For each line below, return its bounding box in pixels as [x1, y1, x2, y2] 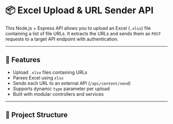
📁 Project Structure [5, 111, 68, 119]
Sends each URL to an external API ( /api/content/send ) [12, 80, 131, 86]
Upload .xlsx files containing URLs [12, 69, 88, 75]
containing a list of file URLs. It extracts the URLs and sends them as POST [5, 30, 161, 36]
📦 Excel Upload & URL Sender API [5, 5, 153, 16]
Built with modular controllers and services [12, 91, 104, 97]
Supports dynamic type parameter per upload [12, 86, 110, 92]
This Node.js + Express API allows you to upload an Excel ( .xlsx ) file [5, 25, 151, 31]
